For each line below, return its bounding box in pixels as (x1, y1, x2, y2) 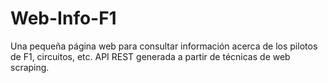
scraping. (10, 61, 50, 73)
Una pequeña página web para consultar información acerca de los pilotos (10, 40, 318, 52)
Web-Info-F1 (10, 7, 117, 30)
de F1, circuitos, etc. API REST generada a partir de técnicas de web (10, 50, 291, 62)
